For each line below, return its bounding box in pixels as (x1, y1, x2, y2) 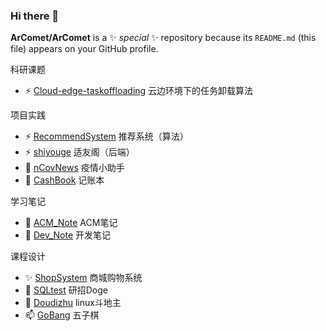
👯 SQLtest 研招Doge (24, 284, 108, 296)
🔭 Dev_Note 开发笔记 (24, 229, 112, 241)
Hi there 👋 (10, 9, 60, 23)
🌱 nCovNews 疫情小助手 (24, 162, 125, 174)
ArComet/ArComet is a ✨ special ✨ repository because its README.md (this (10, 32, 317, 44)
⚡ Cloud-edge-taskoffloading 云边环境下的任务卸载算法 (24, 85, 254, 97)
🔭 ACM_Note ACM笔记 (24, 217, 118, 229)
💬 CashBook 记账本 (24, 174, 105, 186)
